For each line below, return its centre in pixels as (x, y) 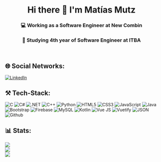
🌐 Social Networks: (35, 66)
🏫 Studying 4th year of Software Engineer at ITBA (81, 40)
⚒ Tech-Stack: (28, 93)
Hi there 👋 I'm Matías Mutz (81, 10)
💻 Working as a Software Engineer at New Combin (81, 25)
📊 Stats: (18, 131)
